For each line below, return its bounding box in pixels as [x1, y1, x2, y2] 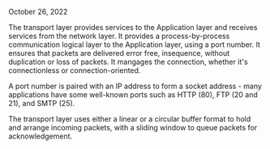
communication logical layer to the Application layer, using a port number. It [8, 40, 261, 49]
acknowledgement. [8, 131, 73, 141]
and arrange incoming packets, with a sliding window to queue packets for [8, 123, 258, 132]
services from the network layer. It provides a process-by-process [8, 32, 230, 40]
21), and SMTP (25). [8, 99, 75, 108]
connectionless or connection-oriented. [8, 66, 141, 75]
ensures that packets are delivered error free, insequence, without [8, 49, 230, 57]
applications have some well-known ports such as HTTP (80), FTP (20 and [8, 90, 258, 100]
